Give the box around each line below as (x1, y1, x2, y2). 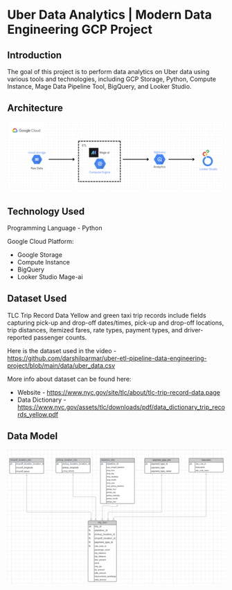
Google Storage (17, 251, 62, 259)
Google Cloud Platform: (7, 238, 74, 246)
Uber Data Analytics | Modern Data (7, 7, 213, 23)
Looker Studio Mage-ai (17, 273, 83, 281)
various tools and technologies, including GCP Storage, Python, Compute (7, 75, 217, 83)
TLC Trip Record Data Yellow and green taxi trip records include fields (7, 311, 206, 319)
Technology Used (7, 205, 85, 217)
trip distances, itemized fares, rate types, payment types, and (7, 325, 183, 334)
